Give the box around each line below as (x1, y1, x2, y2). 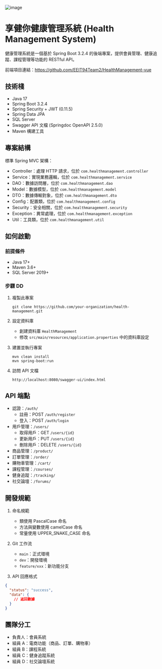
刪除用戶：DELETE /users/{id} (19, 442, 82, 448)
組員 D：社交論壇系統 (12, 659, 55, 665)
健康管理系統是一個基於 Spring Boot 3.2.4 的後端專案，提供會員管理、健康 (5, 50, 153, 56)
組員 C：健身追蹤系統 (12, 652, 55, 658)
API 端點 (5, 391, 31, 400)
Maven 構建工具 (12, 128, 45, 134)
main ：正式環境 (19, 551, 50, 557)
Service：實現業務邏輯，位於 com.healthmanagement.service (12, 174, 132, 180)
